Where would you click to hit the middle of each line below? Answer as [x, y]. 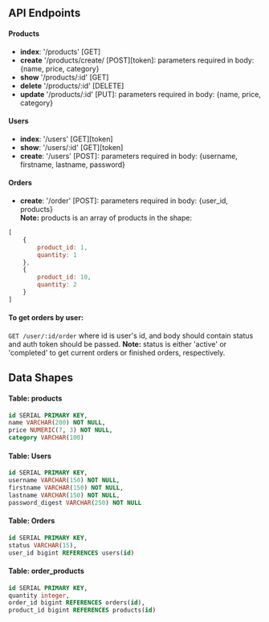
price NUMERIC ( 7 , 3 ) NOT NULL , [61, 430]
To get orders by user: [46, 318]
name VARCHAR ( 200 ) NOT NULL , [57, 423]
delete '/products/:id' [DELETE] [72, 85]
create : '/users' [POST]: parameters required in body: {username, [129, 156]
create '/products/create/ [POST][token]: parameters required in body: [137, 60]
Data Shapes [41, 378]
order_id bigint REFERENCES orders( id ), [77, 603]
